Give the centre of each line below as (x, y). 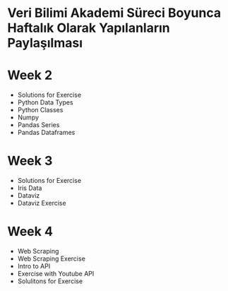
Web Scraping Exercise (52, 259)
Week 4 (30, 232)
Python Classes (40, 110)
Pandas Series (38, 125)
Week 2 (30, 75)
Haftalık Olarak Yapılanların (89, 28)
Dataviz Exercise (42, 203)
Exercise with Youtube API (56, 274)
